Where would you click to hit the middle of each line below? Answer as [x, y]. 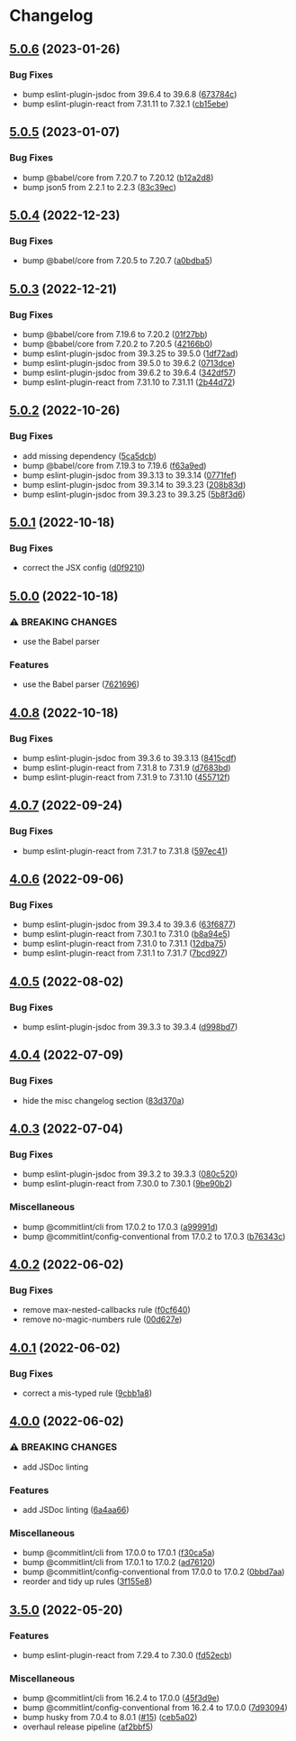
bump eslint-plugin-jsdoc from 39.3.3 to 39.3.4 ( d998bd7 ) [130, 1027]
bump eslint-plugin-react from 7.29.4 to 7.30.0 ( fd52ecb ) [127, 1655]
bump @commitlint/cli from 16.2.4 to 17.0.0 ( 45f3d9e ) [121, 1698]
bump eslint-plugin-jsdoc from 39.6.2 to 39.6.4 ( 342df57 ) [129, 372]
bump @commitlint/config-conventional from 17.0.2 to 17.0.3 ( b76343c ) [154, 1236]
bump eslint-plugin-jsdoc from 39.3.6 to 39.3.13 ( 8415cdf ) [129, 757]
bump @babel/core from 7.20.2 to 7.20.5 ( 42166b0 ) [117, 344]
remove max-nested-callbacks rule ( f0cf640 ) [106, 1310]
